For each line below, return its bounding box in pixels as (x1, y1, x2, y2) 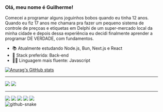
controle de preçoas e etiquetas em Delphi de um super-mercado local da (5, 25, 153, 31)
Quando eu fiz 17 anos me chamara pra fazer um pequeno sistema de (5, 20, 144, 26)
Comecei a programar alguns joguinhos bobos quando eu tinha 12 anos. (5, 15, 149, 21)
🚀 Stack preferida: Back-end (12, 53, 69, 58)
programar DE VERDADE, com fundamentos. (5, 36, 94, 41)
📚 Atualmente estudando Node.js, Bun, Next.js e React (12, 45, 123, 51)
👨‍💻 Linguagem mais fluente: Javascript (12, 57, 91, 63)
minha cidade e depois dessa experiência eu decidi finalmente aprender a (5, 31, 153, 37)
